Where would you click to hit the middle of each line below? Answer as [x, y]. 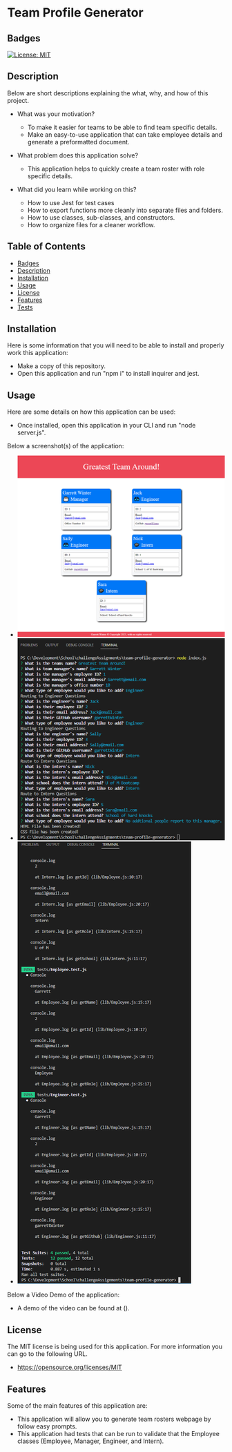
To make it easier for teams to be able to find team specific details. [122, 127]
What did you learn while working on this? [77, 189]
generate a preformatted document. [78, 142]
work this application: [38, 353]
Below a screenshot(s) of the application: [66, 446]
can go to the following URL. [47, 1354]
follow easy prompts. [47, 1426]
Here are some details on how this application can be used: [91, 412]
